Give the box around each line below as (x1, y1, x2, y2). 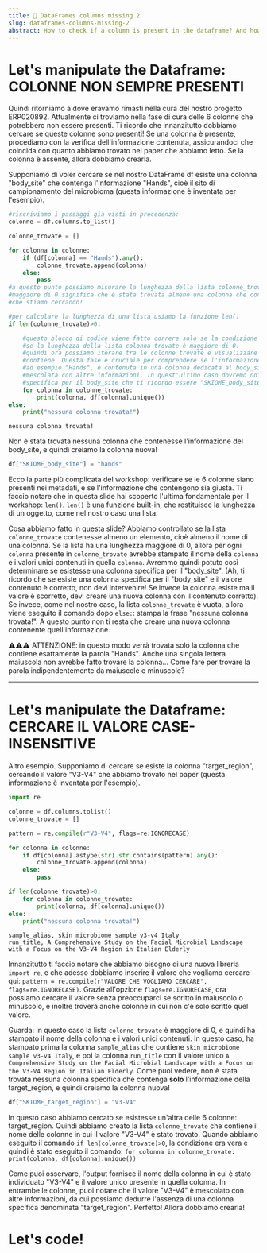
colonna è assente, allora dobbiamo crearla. (8, 154, 153, 164)
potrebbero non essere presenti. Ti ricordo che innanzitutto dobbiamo (8, 121, 237, 130)
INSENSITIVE (8, 735, 97, 753)
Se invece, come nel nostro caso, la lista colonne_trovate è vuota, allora (8, 600, 244, 609)
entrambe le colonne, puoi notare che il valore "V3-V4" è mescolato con (8, 1185, 245, 1196)
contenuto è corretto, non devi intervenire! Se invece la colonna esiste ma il (8, 583, 255, 593)
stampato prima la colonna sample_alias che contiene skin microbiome (8, 1042, 240, 1052)
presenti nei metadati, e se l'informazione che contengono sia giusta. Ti (8, 483, 242, 493)
